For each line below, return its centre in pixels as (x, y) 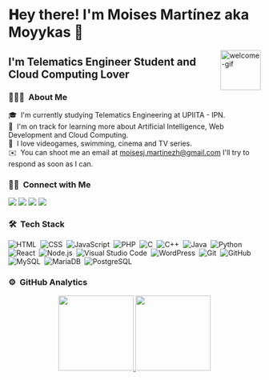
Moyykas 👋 (46, 32)
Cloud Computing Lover (69, 74)
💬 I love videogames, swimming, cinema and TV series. (100, 143)
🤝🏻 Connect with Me (50, 184)
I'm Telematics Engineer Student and (102, 62)
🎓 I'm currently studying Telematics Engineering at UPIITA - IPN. (117, 114)
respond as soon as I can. (51, 164)
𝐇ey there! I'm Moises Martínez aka (129, 15)
